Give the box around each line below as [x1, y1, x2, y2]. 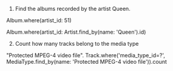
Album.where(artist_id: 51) [6, 17, 72, 23]
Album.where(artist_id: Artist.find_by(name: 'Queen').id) [6, 28, 146, 35]
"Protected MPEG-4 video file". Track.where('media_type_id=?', [6, 52, 165, 59]
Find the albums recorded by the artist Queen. [15, 5, 131, 12]
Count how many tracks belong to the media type [15, 40, 139, 47]
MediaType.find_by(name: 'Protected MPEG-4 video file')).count [6, 58, 167, 65]
